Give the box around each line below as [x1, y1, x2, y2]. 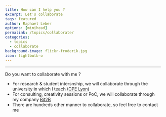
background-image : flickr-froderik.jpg [5, 48, 87, 53]
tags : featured [5, 16, 37, 21]
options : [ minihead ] [5, 26, 48, 31]
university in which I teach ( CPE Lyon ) [12, 86, 90, 92]
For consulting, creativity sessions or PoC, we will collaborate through [12, 91, 155, 97]
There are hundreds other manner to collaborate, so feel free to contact [12, 102, 158, 108]
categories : [5, 35, 30, 40]
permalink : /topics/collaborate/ [5, 30, 74, 35]
